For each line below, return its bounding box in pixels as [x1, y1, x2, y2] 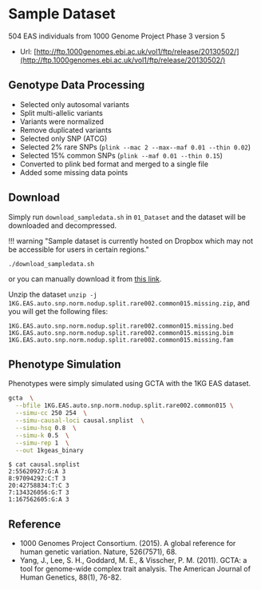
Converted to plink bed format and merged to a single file [19, 159, 209, 169]
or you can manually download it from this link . [8, 273, 162, 284]
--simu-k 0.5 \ [15, 431, 69, 440]
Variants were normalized [19, 117, 105, 126]
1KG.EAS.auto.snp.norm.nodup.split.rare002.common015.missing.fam [8, 336, 234, 344]
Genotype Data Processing [8, 78, 145, 92]
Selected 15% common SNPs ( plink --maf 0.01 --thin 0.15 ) [19, 150, 223, 160]
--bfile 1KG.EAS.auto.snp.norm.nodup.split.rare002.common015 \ [15, 401, 234, 410]
